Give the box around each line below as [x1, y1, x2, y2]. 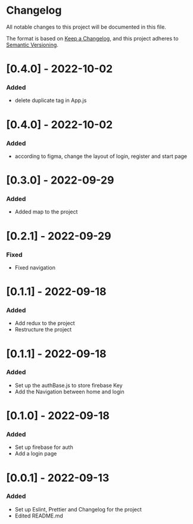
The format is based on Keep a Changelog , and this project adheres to [6, 35, 179, 42]
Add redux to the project [14, 320, 76, 327]
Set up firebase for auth [14, 444, 73, 451]
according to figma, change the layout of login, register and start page [14, 153, 188, 160]
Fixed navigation [14, 263, 55, 271]
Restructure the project [14, 326, 72, 333]
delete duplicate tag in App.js [14, 97, 87, 104]
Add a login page [14, 450, 57, 457]
